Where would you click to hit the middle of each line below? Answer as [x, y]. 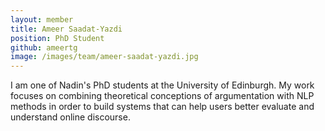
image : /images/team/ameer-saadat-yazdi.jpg [104, 57]
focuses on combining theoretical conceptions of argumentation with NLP [162, 96]
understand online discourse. [70, 117]
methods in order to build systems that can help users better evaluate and [162, 107]
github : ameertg [44, 47]
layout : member [42, 19]
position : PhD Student [57, 38]
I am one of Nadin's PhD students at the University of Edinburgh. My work [162, 85]
